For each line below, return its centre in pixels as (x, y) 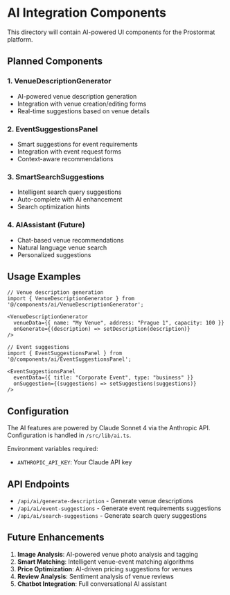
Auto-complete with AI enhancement (70, 199)
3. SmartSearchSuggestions (56, 177)
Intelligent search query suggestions (69, 192)
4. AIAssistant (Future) (46, 225)
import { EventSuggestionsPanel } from (65, 353)
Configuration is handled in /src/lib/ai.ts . (69, 435)
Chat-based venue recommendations (70, 240)
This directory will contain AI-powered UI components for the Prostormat (111, 32)
